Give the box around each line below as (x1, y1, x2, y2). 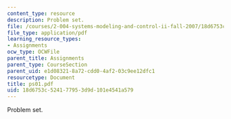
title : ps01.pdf (7, 80, 54, 87)
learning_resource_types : (7, 36, 81, 43)
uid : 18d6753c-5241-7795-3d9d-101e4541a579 (7, 87, 134, 94)
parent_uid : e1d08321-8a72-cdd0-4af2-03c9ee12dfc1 (7, 67, 155, 74)
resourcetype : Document (7, 74, 76, 81)
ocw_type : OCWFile (7, 49, 60, 56)
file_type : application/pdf (7, 29, 88, 36)
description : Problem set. (7, 17, 85, 23)
